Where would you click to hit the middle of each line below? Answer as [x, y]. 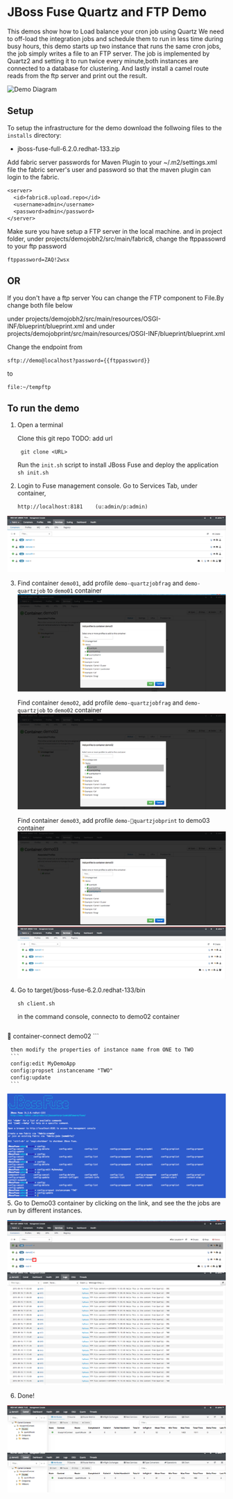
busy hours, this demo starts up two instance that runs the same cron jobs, [114, 46]
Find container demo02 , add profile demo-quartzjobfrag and [100, 703]
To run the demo [43, 408]
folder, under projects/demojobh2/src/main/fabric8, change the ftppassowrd [116, 239]
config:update [31, 1077]
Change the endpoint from [45, 347]
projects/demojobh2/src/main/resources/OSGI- [93, 319]
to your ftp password [37, 246]
